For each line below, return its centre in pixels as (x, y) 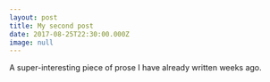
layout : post (34, 17)
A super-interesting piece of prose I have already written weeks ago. (135, 68)
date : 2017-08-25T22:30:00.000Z (69, 34)
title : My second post (51, 26)
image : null (31, 42)
